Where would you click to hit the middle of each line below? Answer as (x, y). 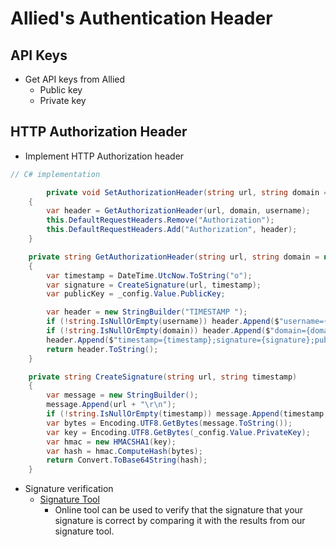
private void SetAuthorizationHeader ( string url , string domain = (187, 192)
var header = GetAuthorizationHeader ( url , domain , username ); (178, 211)
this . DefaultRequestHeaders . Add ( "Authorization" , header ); (172, 230)
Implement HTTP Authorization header (104, 156)
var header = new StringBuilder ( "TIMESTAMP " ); (147, 312)
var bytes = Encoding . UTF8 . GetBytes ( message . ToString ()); (169, 423)
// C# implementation (55, 174)
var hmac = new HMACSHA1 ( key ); (111, 442)
